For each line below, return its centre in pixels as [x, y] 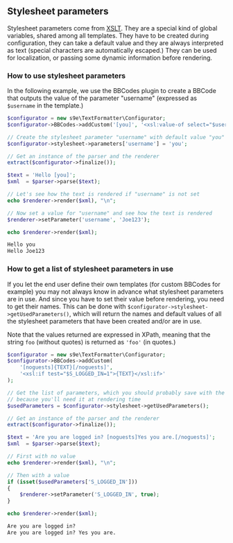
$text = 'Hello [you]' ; [42, 175]
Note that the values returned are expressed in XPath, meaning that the [109, 334]
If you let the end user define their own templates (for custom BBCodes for [114, 284]
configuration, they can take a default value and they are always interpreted [115, 43]
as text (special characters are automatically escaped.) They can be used [112, 50]
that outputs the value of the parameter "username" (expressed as [102, 98]
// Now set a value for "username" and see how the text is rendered [110, 213]
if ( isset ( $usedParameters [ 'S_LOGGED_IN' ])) [72, 482]
